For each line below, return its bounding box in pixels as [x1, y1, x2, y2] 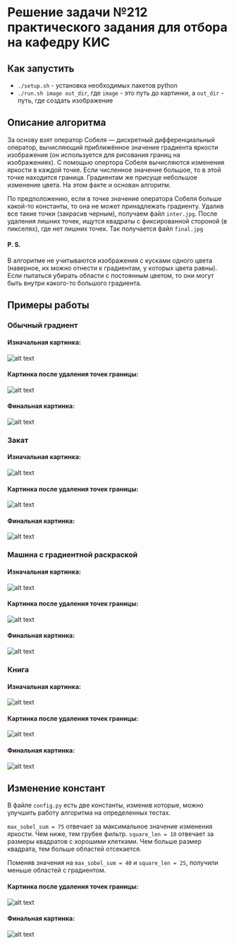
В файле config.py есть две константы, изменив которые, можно [7, 801, 204, 810]
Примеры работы [7, 299, 90, 311]
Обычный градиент [7, 320, 78, 330]
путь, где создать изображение [17, 96, 113, 105]
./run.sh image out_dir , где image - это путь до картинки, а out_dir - [17, 89, 224, 97]
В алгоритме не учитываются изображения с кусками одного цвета [7, 256, 213, 265]
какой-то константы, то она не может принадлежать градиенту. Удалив [7, 202, 224, 210]
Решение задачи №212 [7, 4, 148, 21]
